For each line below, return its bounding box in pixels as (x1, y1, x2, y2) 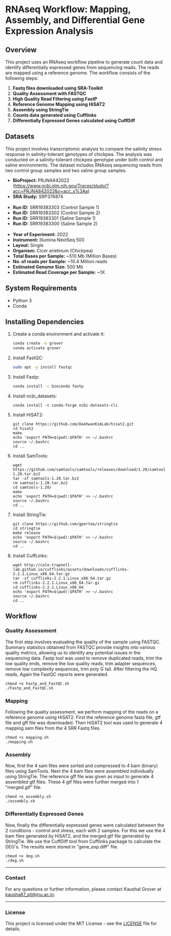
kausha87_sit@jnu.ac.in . (5, 891, 55, 897)
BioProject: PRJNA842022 (12, 177, 70, 183)
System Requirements (5, 284, 77, 293)
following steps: (5, 75, 39, 81)
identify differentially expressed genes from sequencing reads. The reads (5, 65, 159, 70)
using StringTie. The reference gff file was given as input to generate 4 (5, 774, 154, 780)
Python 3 (12, 297, 32, 303)
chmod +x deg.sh (5, 854, 40, 859)
